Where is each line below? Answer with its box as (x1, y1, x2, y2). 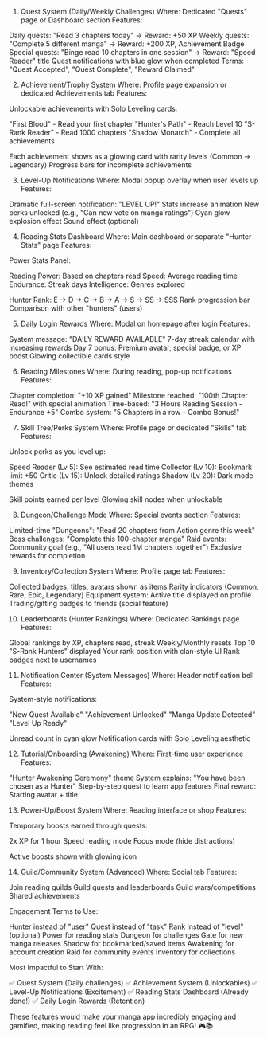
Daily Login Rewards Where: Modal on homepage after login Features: (20, 319, 250, 328)
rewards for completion (9, 551, 86, 560)
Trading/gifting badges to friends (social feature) (9, 599, 169, 608)
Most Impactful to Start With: (9, 963, 103, 972)
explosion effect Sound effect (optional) (9, 217, 140, 225)
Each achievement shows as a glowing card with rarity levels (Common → (9, 151, 251, 161)
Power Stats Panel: (9, 256, 71, 265)
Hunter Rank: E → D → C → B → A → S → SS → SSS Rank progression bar (9, 295, 250, 304)
